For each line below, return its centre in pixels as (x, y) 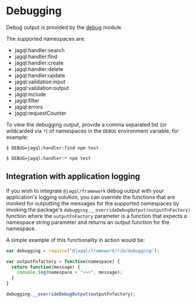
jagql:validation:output (42, 88)
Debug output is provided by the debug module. (64, 27)
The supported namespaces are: (46, 38)
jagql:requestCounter (40, 113)
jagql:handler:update (40, 75)
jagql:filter (27, 100)
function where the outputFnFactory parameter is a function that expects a (97, 216)
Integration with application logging (73, 177)
